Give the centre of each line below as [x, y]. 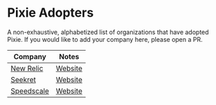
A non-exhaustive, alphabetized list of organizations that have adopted [108, 32]
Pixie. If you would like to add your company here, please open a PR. [105, 39]
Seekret [24, 79]
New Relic [27, 68]
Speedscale [30, 90]
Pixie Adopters [51, 13]
